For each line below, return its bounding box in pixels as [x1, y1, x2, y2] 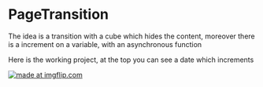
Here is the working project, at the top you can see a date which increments [8, 55, 254, 64]
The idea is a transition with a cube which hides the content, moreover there [8, 31, 256, 41]
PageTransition [8, 5, 109, 24]
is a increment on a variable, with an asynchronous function [8, 39, 202, 49]
